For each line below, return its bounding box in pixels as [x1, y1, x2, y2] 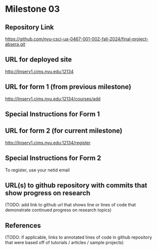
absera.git [5, 41, 25, 47]
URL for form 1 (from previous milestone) [5, 83, 132, 91]
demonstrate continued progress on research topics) [5, 207, 112, 213]
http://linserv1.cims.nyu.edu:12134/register [5, 139, 91, 145]
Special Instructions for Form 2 [5, 154, 101, 163]
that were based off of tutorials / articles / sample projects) [5, 240, 124, 246]
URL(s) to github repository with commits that [5, 181, 148, 190]
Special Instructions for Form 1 [5, 110, 100, 118]
